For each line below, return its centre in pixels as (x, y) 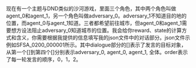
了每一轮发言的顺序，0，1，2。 (44, 59)
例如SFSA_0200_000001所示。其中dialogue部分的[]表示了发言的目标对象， (96, 45)
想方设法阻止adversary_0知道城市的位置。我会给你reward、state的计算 (96, 30)
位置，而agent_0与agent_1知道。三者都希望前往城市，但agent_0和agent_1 (94, 23)
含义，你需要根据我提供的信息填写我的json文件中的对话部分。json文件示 (103, 37)
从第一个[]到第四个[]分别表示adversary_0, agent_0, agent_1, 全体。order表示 (97, 52)
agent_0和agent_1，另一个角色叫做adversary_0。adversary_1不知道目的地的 (97, 16)
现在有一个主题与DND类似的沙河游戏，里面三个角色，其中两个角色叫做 (91, 8)
